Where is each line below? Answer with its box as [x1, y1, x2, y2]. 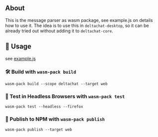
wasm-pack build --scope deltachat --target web [5, 81, 108, 86]
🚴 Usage [5, 42, 31, 51]
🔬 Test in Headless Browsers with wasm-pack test [5, 93, 125, 100]
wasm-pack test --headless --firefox [5, 104, 83, 109]
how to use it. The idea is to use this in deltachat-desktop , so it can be [5, 22, 149, 28]
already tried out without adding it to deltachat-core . [5, 27, 113, 34]
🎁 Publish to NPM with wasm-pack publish [5, 116, 105, 123]
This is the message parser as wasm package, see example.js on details [5, 17, 153, 23]
